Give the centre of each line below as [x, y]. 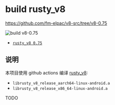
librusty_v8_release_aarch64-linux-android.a [61, 83]
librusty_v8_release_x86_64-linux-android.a [60, 88]
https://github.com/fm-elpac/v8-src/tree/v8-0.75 [56, 23]
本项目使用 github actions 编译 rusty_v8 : [47, 73]
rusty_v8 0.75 [27, 43]
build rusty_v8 [35, 9]
